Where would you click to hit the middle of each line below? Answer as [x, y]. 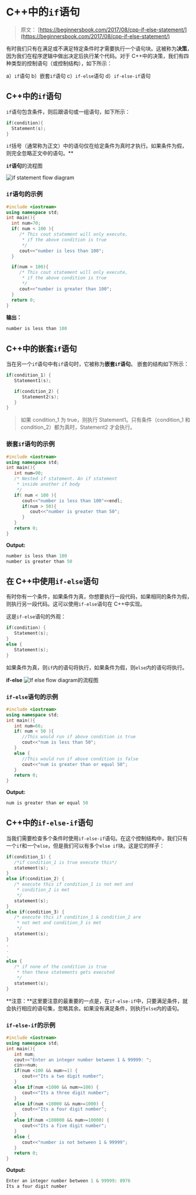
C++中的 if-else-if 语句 [50, 823]
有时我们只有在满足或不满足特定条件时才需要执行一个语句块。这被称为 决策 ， [99, 49]
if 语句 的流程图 [24, 166]
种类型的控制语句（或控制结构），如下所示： [59, 63]
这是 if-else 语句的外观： [36, 616]
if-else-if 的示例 [31, 1025]
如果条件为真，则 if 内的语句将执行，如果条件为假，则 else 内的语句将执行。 [97, 667]
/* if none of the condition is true [61, 967]
